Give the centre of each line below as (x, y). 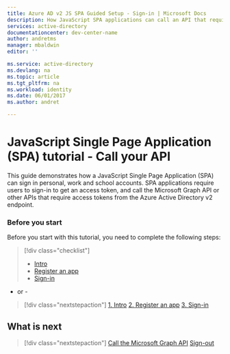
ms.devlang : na (29, 70)
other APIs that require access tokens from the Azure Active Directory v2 (110, 197)
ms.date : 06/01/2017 (37, 96)
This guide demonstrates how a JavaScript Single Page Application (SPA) (111, 175)
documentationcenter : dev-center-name (62, 33)
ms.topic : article (33, 77)
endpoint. (21, 204)
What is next (35, 326)
